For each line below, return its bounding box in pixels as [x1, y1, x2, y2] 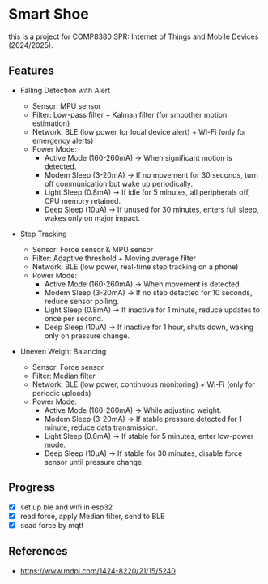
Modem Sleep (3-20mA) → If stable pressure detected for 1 [44, 414, 243, 423]
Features [8, 64, 54, 78]
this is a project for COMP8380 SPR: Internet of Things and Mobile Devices [8, 32, 259, 41]
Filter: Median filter [32, 371, 96, 380]
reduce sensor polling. [44, 296, 120, 306]
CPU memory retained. [44, 195, 121, 205]
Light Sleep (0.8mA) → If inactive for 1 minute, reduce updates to [44, 305, 261, 315]
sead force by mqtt [19, 520, 84, 530]
